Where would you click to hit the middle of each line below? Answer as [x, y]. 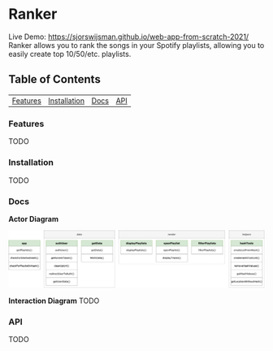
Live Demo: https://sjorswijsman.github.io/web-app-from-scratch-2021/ [129, 37]
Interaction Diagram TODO [54, 301]
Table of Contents [55, 79]
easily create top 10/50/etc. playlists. [70, 54]
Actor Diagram [34, 219]
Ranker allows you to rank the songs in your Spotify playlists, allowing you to [136, 45]
